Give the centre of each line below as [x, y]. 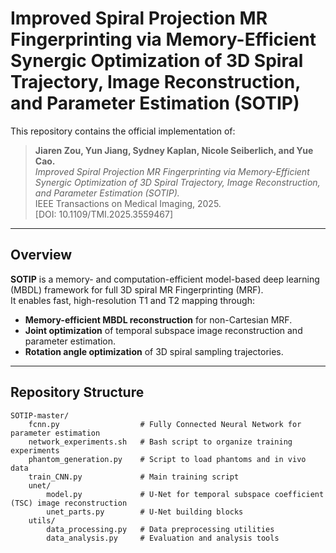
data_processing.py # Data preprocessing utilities [160, 529]
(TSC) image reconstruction [69, 503]
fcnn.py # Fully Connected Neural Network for [165, 424]
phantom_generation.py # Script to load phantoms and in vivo [167, 459]
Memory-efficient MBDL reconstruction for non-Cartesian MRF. [158, 319]
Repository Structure [77, 392]
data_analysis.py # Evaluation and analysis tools [163, 538]
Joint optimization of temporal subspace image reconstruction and [163, 330]
